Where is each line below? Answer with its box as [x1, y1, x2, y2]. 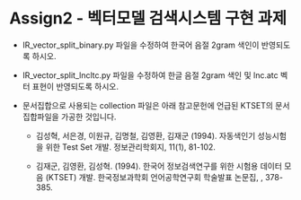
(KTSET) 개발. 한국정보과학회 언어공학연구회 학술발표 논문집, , [45, 171, 263, 182]
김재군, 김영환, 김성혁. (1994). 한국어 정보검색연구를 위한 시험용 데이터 [35, 161, 283, 171]
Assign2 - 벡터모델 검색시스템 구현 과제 [9, 8, 288, 29]
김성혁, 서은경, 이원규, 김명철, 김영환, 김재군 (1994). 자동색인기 [35, 130, 256, 141]
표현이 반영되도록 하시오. [31, 81, 120, 91]
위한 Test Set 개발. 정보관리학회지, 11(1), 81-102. [45, 141, 216, 152]
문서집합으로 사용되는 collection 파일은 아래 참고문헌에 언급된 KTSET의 [22, 100, 274, 110]
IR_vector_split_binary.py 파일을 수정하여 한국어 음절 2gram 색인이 [22, 39, 260, 50]
